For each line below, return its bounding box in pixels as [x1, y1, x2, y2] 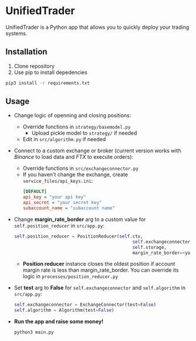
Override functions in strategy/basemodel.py [22, 123, 131, 131]
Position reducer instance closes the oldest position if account [22, 260, 175, 268]
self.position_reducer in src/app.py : [13, 222, 105, 229]
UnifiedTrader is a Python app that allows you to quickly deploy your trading [5, 24, 190, 31]
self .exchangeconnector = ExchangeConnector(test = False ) [13, 302, 157, 308]
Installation [5, 47, 48, 57]
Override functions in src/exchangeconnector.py [22, 165, 139, 172]
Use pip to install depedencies [13, 69, 87, 76]
